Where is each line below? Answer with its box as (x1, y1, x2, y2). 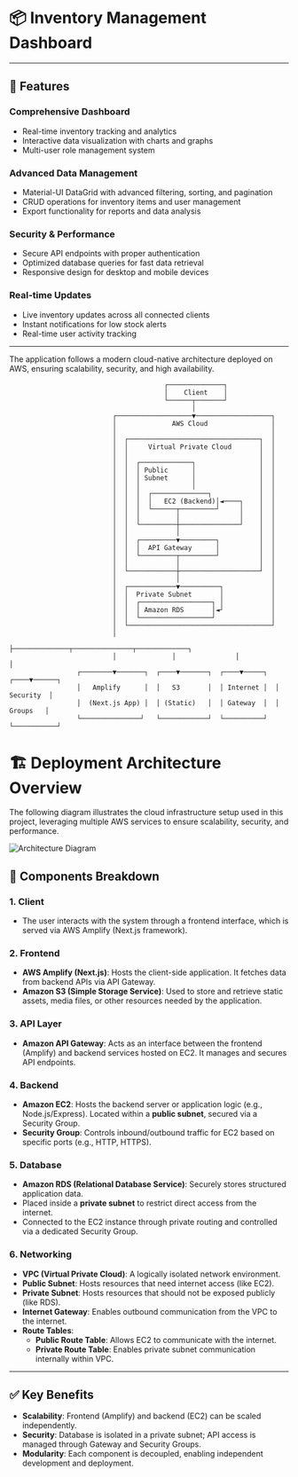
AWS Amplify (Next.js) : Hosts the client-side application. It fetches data (21, 967, 286, 978)
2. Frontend (9, 947, 60, 960)
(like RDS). (21, 1297, 61, 1308)
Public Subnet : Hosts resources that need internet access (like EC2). (21, 1277, 275, 1288)
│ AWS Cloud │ (112, 419, 276, 428)
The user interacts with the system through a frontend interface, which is (21, 915, 289, 926)
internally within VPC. (35, 1353, 114, 1363)
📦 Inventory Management (9, 8, 207, 28)
